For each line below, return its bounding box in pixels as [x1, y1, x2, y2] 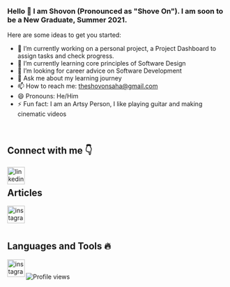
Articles [7, 186, 43, 198]
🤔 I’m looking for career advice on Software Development [17, 66, 183, 75]
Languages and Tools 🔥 [7, 240, 112, 252]
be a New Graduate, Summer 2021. [7, 15, 128, 24]
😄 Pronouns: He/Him [17, 92, 79, 101]
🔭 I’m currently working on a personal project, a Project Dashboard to [17, 45, 217, 53]
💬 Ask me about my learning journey [17, 74, 122, 82]
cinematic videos [17, 110, 67, 118]
